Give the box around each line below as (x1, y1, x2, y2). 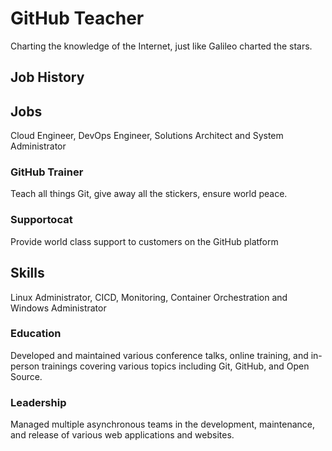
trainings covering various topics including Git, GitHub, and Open (41, 360, 310, 372)
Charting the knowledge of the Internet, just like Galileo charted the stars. (10, 40, 313, 52)
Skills (10, 265, 45, 282)
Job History (10, 69, 85, 86)
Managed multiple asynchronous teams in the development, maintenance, (10, 418, 316, 431)
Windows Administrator (10, 302, 107, 314)
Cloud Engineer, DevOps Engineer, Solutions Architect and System (10, 130, 284, 142)
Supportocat (10, 213, 73, 227)
